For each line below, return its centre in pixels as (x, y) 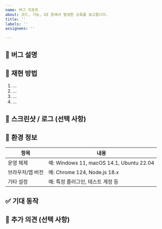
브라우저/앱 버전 (26, 172)
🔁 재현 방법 (21, 73)
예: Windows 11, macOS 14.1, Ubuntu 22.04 (102, 163)
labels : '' (17, 24)
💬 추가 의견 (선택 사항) (38, 220)
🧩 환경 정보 (21, 138)
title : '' (16, 19)
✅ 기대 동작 (22, 201)
